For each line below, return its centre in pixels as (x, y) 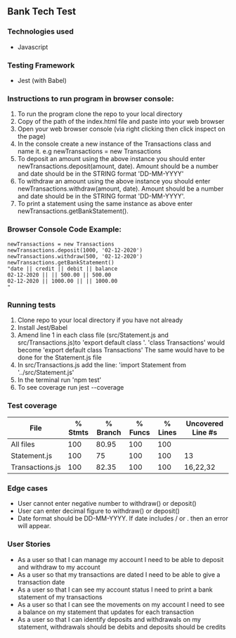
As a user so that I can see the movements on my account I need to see (121, 604)
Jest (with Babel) (42, 80)
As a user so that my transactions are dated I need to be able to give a (119, 574)
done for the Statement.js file (59, 357)
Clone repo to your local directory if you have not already (100, 320)
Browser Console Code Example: (64, 229)
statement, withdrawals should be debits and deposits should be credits (122, 627)
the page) (32, 136)
